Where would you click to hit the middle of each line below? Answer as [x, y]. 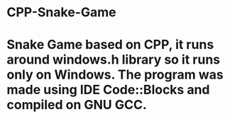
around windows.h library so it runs [114, 60]
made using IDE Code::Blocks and [108, 90]
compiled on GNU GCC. [77, 105]
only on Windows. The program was [115, 75]
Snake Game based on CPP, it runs [110, 45]
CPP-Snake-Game [61, 12]
